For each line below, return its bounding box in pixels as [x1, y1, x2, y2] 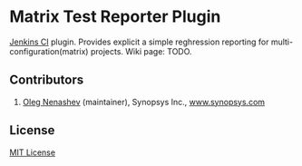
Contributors [9, 73, 84, 88]
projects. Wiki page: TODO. [90, 45, 192, 56]
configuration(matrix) [9, 45, 89, 56]
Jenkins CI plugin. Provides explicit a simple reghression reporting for [9, 36, 269, 47]
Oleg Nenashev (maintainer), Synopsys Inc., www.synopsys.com [22, 96, 266, 107]
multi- [270, 36, 293, 47]
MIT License [9, 147, 56, 158]
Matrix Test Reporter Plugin [9, 6, 221, 27]
